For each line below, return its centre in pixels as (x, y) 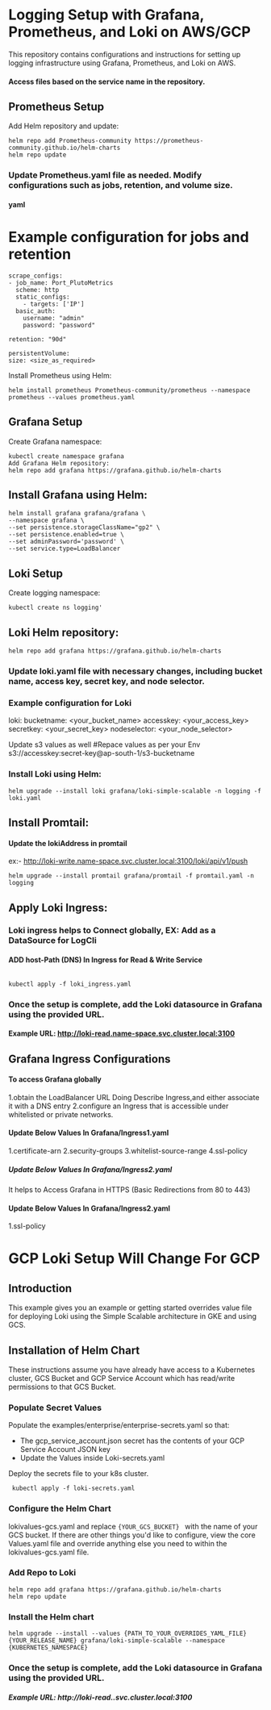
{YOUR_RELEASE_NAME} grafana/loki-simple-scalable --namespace (117, 1641)
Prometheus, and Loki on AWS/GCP (130, 32)
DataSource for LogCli (52, 940)
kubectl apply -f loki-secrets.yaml (73, 1489)
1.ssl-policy (27, 1226)
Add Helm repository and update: (64, 126)
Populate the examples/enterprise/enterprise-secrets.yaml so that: (119, 1425)
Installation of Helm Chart (74, 1350)
